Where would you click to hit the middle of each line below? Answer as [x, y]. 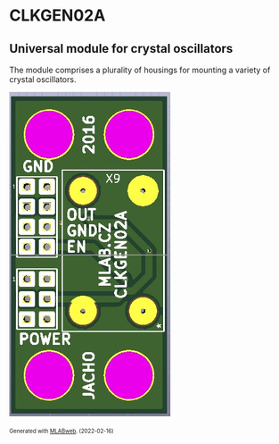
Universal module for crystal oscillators [121, 49]
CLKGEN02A [57, 16]
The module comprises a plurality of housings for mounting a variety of [140, 70]
